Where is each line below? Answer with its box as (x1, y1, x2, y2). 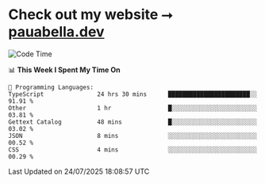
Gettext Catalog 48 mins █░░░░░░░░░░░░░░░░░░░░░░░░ (8, 117, 258, 126)
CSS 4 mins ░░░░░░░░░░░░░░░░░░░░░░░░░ (8, 145, 258, 154)
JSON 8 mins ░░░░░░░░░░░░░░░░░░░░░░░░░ (8, 132, 258, 140)
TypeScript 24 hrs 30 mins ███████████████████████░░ (8, 90, 258, 98)
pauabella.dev (8, 23, 105, 41)
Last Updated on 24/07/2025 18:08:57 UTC (8, 167, 150, 176)
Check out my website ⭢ (8, 6, 173, 24)
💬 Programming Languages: (8, 83, 94, 91)
